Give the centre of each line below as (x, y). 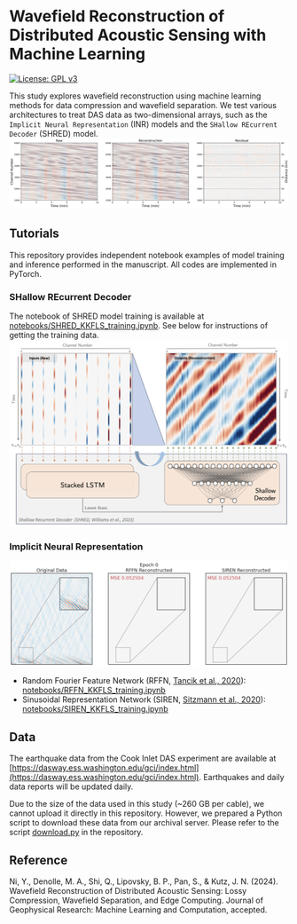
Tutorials (34, 234)
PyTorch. (26, 273)
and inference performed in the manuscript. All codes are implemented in (143, 265)
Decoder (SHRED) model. (54, 133)
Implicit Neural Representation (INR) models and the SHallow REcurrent (143, 124)
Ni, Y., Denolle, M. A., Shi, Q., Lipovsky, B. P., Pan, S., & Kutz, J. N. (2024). (144, 881)
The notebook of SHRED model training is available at (107, 316)
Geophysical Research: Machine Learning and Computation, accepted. (138, 910)
